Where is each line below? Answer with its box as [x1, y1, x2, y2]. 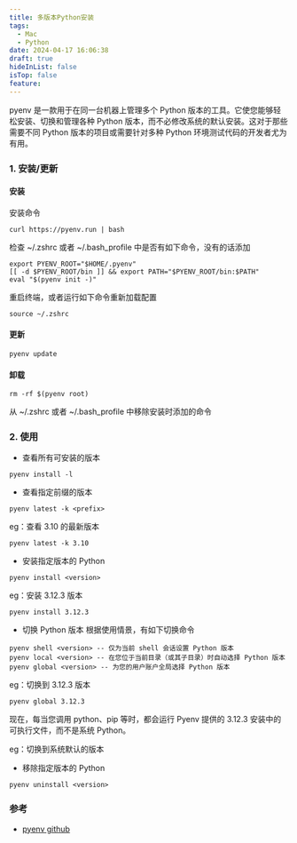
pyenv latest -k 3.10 [9, 539, 90, 548]
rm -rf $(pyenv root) [9, 390, 90, 399]
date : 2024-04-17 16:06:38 [9, 46, 109, 55]
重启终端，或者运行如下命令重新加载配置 [9, 291, 157, 302]
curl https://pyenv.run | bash [9, 225, 125, 234]
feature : [9, 79, 42, 88]
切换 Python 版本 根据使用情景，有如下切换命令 [21, 624, 195, 635]
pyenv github [21, 823, 71, 834]
